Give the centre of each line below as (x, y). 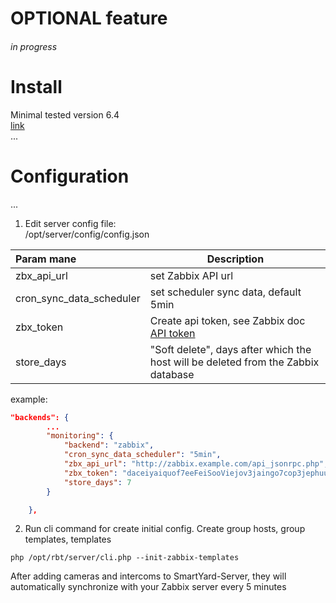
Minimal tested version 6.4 (65, 114)
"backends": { (40, 417)
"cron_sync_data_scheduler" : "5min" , (142, 455)
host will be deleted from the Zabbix (234, 362)
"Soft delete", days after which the (230, 349)
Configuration (70, 176)
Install (36, 86)
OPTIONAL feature (89, 18)
